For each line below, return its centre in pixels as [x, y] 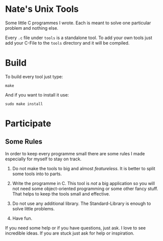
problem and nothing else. [32, 28]
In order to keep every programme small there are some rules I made [75, 153]
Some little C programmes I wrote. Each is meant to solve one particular [78, 23]
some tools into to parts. [37, 174]
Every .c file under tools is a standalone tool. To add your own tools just [79, 38]
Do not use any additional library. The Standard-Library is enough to [81, 203]
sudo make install [24, 104]
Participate [28, 123]
